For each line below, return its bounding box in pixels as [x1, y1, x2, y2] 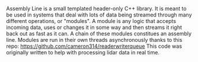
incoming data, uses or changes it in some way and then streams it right [6, 24, 183, 31]
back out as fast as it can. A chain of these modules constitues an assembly [6, 30, 191, 37]
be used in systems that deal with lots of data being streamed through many [6, 11, 192, 18]
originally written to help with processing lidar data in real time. [6, 49, 160, 56]
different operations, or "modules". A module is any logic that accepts [6, 18, 177, 24]
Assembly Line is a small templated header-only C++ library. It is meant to [6, 5, 187, 12]
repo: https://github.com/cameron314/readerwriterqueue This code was [6, 43, 183, 50]
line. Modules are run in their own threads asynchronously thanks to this [6, 37, 183, 43]
